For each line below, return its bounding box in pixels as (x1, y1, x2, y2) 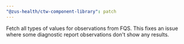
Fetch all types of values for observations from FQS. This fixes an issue (6, 25, 179, 32)
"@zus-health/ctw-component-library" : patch (6, 8, 117, 15)
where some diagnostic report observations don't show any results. (6, 31, 169, 38)
